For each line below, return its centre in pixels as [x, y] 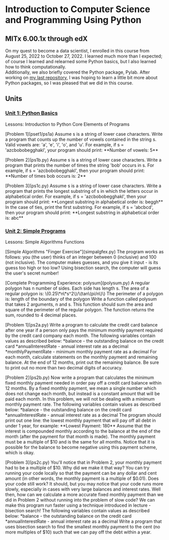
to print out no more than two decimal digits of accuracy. [64, 367]
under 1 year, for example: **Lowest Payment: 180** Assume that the [78, 425]
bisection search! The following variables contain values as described [77, 510]
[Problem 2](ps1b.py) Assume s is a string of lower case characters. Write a [83, 159]
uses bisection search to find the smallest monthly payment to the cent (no [83, 526]
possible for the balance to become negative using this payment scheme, [81, 447]
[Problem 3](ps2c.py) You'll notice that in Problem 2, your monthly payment [83, 462]
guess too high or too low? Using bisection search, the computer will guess [83, 267]
